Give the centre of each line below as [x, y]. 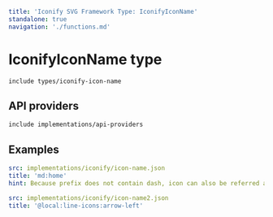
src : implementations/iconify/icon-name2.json [89, 198]
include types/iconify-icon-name [65, 81]
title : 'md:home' [38, 176]
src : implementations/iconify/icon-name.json [87, 168]
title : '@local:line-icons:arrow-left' [76, 206]
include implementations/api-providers [76, 125]
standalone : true [38, 19]
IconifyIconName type [85, 59]
